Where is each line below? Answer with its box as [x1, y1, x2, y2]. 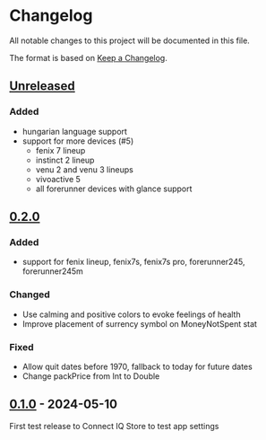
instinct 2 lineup [35, 154, 95, 165]
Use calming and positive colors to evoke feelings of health [21, 309, 241, 320]
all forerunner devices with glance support [35, 183, 193, 194]
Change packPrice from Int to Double [21, 370, 160, 382]
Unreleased [9, 78, 76, 94]
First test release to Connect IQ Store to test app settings [9, 420, 219, 431]
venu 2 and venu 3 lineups [35, 163, 134, 175]
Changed [9, 288, 51, 301]
